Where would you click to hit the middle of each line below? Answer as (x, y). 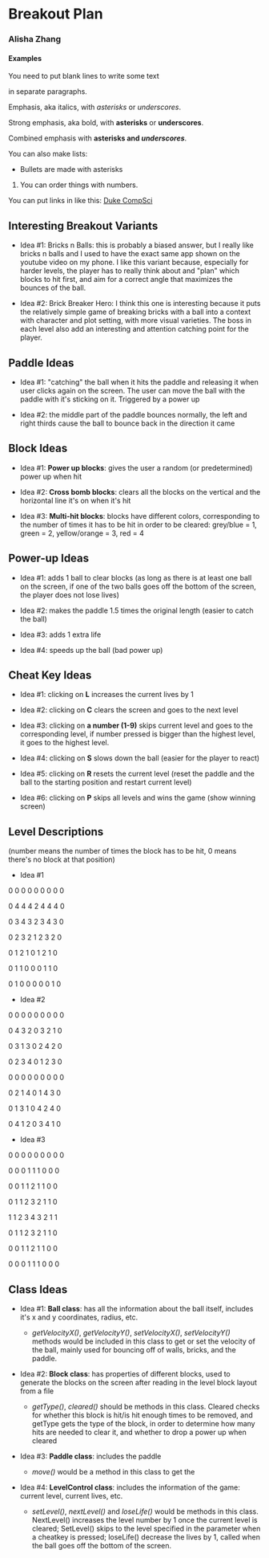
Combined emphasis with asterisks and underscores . (98, 138)
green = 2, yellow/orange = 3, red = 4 (82, 533)
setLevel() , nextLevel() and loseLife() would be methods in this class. (145, 1511)
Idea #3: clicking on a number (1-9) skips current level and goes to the (137, 726)
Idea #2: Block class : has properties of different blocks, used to (125, 1374)
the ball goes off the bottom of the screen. (102, 1546)
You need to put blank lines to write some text (84, 76)
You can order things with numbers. (79, 185)
